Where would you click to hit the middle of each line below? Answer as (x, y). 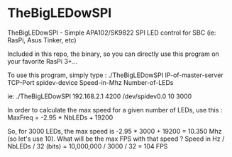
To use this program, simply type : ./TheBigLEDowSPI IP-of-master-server (115, 75)
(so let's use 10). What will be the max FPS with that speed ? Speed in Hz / (116, 139)
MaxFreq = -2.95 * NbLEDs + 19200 (60, 117)
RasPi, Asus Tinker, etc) (42, 40)
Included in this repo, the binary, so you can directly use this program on (114, 54)
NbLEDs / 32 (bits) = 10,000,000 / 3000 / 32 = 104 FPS (88, 146)
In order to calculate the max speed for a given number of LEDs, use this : (115, 110)
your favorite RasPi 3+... (43, 61)
